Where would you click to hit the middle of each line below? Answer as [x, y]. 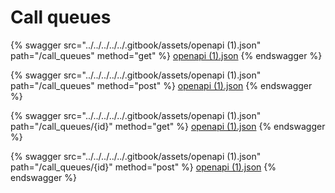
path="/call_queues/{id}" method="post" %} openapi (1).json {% [143, 167]
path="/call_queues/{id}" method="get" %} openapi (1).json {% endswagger [168, 126]
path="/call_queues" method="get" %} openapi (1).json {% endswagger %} [166, 55]
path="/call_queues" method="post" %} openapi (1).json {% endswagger [161, 85]
